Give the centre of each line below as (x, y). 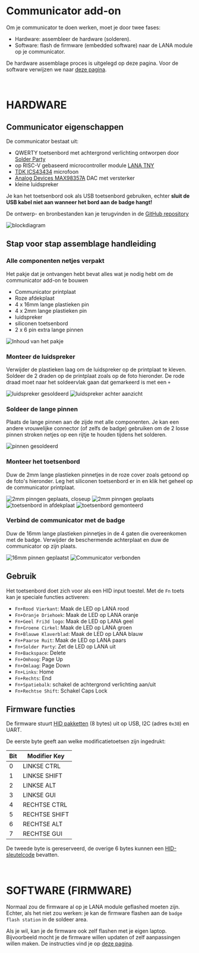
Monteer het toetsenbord (43, 462)
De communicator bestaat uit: (42, 141)
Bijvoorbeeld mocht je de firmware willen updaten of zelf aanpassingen (93, 938)
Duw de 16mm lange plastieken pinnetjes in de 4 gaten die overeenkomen (97, 533)
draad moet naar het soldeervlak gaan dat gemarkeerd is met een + (89, 382)
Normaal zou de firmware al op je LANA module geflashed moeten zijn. (93, 907)
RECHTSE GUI (42, 834)
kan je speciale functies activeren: (48, 597)
